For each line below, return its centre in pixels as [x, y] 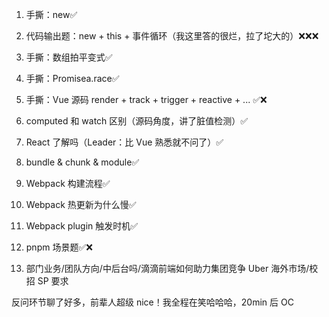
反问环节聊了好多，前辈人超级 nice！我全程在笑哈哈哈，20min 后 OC [152, 302]
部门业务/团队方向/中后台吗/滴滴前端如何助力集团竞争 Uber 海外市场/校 [172, 268]
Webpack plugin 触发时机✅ [82, 226]
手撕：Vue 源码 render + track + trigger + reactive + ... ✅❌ [146, 99]
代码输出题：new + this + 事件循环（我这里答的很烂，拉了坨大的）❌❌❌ [172, 36]
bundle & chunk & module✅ [82, 162]
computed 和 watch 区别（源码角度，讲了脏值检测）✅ [137, 121]
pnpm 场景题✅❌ [59, 247]
